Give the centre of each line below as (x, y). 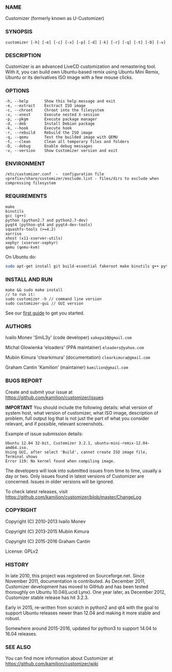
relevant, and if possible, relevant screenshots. (55, 424)
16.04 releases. (21, 634)
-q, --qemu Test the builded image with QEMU (61, 137)
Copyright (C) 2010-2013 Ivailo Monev (46, 521)
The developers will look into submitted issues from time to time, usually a (83, 471)
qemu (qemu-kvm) (23, 247)
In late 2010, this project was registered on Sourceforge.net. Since (75, 576)
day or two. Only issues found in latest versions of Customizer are (75, 476)
